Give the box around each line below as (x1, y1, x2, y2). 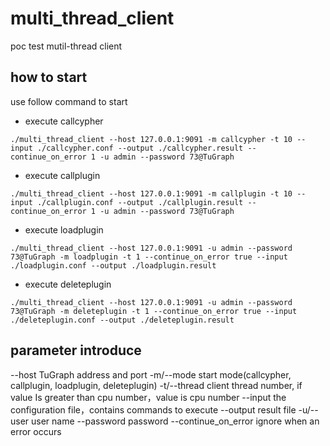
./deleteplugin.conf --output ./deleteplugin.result (10, 315, 235, 325)
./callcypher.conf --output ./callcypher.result (36, 143, 244, 153)
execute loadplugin (24, 223, 104, 236)
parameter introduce (10, 342, 142, 359)
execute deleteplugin (24, 278, 112, 290)
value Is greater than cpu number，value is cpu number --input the (10, 391, 287, 403)
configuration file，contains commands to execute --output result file (10, 403, 297, 416)
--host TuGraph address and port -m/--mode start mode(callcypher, (10, 368, 292, 381)
